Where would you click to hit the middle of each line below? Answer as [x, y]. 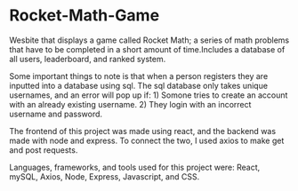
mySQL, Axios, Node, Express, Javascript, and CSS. [105, 176]
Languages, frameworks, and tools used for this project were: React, [135, 167]
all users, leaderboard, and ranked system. [88, 59]
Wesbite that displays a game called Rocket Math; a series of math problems [149, 40]
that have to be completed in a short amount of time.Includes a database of [147, 49]
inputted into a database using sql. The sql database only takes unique [139, 85]
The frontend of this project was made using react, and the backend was [143, 131]
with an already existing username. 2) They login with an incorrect [130, 104]
